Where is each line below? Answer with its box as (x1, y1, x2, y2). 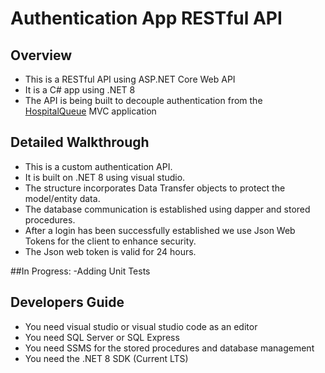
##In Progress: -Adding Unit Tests (10, 265, 151, 277)
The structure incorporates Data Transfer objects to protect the (24, 182, 286, 194)
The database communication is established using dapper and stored (24, 203, 311, 215)
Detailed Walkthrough (10, 134, 150, 151)
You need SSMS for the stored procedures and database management (24, 342, 315, 354)
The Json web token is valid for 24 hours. (24, 245, 197, 257)
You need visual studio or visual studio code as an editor (24, 320, 258, 332)
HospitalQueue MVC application (24, 105, 157, 117)
